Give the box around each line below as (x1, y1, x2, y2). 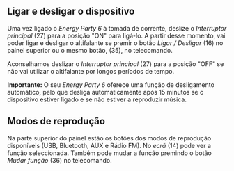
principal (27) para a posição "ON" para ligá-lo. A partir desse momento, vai (7, 31, 226, 40)
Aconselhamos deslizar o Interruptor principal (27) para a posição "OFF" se (7, 59, 224, 68)
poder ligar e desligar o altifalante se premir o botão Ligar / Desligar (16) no (7, 38, 224, 47)
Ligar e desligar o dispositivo (7, 6, 135, 17)
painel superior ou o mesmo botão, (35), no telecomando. (7, 46, 173, 54)
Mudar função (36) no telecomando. (7, 156, 113, 164)
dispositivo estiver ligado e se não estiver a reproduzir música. (7, 95, 187, 104)
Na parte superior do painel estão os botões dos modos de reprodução (7, 133, 212, 142)
